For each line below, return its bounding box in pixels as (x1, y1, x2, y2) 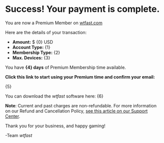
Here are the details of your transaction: (5, 29, 87, 35)
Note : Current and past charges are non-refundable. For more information (5, 102, 157, 108)
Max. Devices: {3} (12, 54, 51, 60)
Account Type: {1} (12, 44, 51, 50)
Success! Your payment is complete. (5, 3, 160, 15)
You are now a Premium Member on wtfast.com (5, 20, 103, 26)
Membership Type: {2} (12, 49, 61, 55)
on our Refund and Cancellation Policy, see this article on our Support (5, 108, 148, 114)
